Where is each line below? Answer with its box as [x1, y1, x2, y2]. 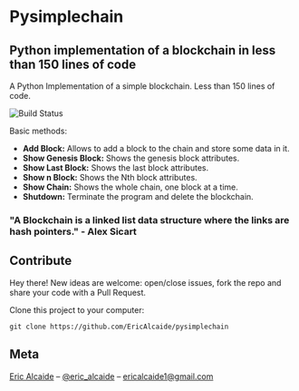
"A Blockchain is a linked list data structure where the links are [9, 213, 290, 226]
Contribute [9, 253, 72, 269]
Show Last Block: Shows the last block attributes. [22, 162, 209, 173]
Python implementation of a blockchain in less [9, 43, 276, 58]
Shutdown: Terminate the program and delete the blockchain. [22, 191, 254, 201]
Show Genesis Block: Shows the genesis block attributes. [22, 152, 240, 163]
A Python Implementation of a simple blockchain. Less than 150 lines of [9, 81, 275, 92]
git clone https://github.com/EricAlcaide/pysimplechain [9, 322, 229, 331]
